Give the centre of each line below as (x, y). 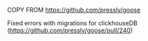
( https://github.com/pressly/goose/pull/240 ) (70, 30)
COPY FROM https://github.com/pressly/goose (74, 10)
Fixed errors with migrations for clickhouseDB (72, 23)
